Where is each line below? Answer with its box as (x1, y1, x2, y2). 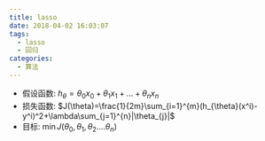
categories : (9, 54, 53, 63)
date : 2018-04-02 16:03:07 (9, 21, 109, 30)
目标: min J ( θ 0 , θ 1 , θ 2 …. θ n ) (21, 121, 118, 134)
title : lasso (9, 12, 58, 22)
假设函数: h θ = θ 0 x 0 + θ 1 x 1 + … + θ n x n (21, 88, 160, 100)
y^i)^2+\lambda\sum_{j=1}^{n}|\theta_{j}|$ (21, 110, 175, 121)
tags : (9, 29, 29, 38)
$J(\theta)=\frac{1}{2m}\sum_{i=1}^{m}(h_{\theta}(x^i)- (57, 100, 259, 111)
